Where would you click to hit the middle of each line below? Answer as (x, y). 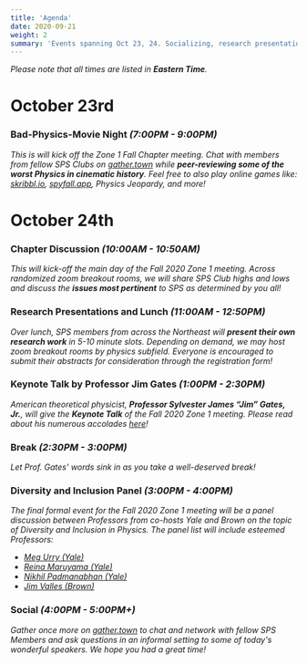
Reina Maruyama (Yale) (68, 567)
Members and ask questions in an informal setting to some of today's (141, 639)
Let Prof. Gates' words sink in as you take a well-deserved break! (133, 467)
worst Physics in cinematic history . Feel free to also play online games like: (154, 173)
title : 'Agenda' (41, 18)
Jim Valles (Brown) (59, 586)
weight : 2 (29, 35)
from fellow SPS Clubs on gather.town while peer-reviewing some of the (148, 164)
